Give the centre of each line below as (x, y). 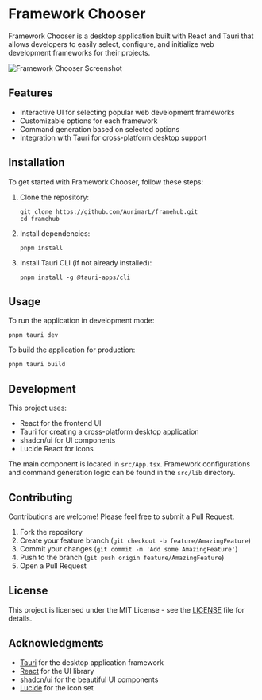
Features (31, 93)
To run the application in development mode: (81, 321)
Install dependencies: (55, 233)
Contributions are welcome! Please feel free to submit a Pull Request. (121, 516)
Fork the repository (51, 532)
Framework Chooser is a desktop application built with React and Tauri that (131, 36)
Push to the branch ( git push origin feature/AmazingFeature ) (122, 557)
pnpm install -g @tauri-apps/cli (75, 277)
